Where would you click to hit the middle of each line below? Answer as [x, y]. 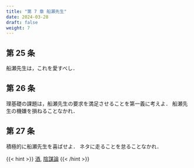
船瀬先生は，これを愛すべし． [42, 68]
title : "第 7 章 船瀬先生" [36, 11]
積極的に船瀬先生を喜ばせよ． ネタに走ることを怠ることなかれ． [84, 146]
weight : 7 [18, 28]
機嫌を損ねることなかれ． [47, 111]
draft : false [22, 22]
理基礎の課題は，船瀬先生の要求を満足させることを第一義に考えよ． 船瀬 [94, 104]
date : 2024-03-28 [27, 17]
